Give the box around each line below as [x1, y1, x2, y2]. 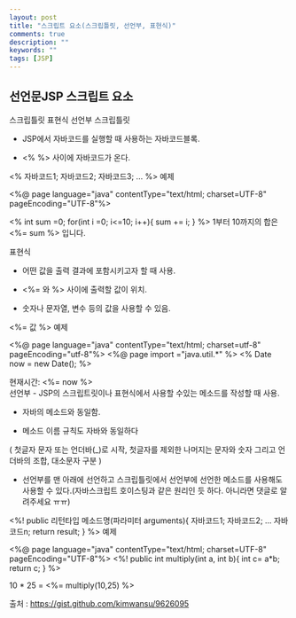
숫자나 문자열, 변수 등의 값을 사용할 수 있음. [21, 302, 171, 313]
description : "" [9, 37, 69, 47]
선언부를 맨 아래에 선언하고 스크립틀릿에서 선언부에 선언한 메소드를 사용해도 [21, 473, 284, 484]
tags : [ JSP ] [9, 54, 53, 63]
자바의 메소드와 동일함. [21, 406, 101, 417]
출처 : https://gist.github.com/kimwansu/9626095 [9, 598, 190, 608]
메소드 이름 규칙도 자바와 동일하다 [21, 425, 139, 435]
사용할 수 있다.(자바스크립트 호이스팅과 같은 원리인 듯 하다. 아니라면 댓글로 [21, 485, 278, 496]
